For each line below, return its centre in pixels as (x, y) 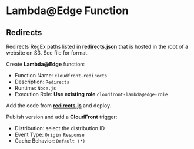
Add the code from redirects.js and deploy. (59, 106)
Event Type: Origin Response (49, 134)
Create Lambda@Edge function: (46, 64)
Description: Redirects (42, 82)
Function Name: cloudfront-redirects (61, 75)
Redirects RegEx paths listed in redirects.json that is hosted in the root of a (97, 46)
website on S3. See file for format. (48, 53)
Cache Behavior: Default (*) (50, 141)
